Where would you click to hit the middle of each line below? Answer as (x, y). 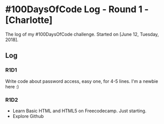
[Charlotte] (29, 20)
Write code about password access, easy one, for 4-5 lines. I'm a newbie (82, 81)
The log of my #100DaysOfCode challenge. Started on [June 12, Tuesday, (82, 34)
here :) (12, 86)
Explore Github (28, 116)
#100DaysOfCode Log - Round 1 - (77, 9)
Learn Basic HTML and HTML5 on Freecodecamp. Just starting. (79, 111)
